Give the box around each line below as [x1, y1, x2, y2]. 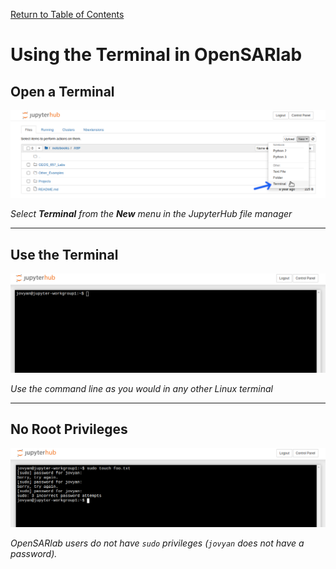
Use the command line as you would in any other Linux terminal [10, 382, 273, 394]
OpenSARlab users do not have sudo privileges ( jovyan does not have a [10, 537, 305, 549]
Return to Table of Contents [10, 9, 125, 20]
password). [10, 547, 58, 559]
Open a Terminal [10, 83, 115, 100]
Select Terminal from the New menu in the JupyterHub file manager [10, 208, 293, 220]
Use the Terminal [10, 246, 119, 263]
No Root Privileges [10, 420, 128, 438]
